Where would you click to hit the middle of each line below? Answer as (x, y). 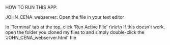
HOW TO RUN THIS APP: (31, 7)
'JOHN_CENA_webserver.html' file (41, 38)
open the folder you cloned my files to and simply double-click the (75, 32)
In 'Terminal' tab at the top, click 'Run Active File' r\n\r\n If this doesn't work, (85, 27)
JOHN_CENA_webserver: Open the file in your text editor (65, 17)
